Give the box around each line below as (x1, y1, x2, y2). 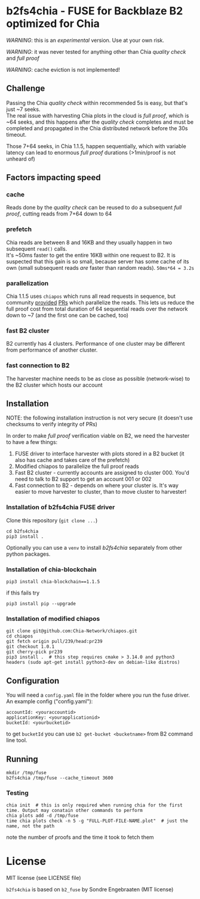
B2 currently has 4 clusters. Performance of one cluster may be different (6, 340, 185, 347)
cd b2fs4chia (6, 528, 39, 534)
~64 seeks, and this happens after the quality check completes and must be (6, 118, 194, 125)
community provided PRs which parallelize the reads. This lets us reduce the (6, 299, 195, 306)
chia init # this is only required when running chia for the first (6, 802, 183, 808)
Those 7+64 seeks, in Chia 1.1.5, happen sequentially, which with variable (6, 142, 186, 150)
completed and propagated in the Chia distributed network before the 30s (6, 124, 188, 132)
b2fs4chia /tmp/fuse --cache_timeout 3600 (6, 775, 113, 781)
